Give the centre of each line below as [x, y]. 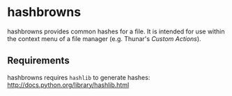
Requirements [38, 61]
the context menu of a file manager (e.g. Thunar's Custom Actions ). [104, 38]
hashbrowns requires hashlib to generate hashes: [79, 77]
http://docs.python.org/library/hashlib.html [68, 85]
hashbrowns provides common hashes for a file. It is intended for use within [116, 31]
